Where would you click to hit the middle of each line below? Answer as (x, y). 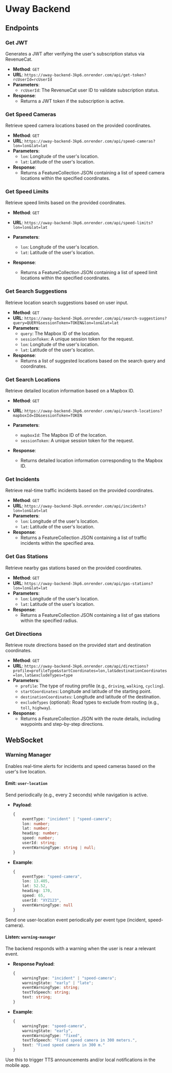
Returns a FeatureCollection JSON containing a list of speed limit (89, 273)
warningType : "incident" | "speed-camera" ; (70, 978)
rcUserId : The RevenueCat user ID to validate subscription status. (90, 90)
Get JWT (17, 43)
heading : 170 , (37, 891)
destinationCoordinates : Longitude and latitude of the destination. (90, 696)
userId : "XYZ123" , (42, 900)
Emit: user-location (26, 783)
